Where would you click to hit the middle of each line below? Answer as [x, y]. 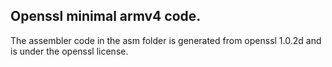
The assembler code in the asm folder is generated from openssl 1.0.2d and [166, 40]
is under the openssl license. [69, 51]
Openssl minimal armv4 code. [106, 16]
